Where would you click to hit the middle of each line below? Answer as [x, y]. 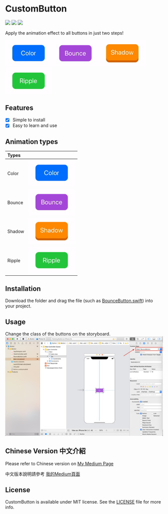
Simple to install [29, 120]
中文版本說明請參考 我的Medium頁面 [43, 474]
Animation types [32, 142]
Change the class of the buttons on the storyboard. [58, 334]
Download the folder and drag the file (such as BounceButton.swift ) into [79, 301]
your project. [18, 306]
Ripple [14, 260]
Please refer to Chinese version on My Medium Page [59, 463]
